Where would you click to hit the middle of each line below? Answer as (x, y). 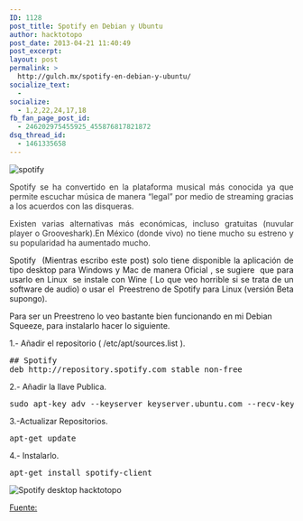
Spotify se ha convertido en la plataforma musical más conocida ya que (151, 187)
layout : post (34, 60)
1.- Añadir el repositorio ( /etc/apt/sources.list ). (97, 343)
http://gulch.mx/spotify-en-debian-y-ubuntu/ (105, 77)
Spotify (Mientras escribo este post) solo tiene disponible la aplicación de (151, 260)
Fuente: (23, 507)
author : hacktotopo (46, 34)
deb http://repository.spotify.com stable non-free (126, 369)
